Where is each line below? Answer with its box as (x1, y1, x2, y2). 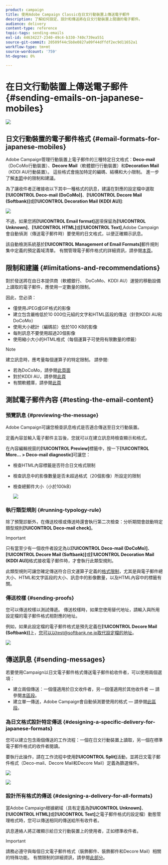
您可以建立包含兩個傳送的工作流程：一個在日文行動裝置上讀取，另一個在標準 (5, 737, 163, 743)
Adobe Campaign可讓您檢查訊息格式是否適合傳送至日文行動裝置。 (5, 424, 142, 430)
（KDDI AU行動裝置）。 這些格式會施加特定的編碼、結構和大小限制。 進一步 (5, 169, 159, 175)
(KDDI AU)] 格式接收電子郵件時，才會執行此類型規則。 (5, 557, 116, 564)
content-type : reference (5, 26, 57, 31)
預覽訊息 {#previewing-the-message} (5, 412, 99, 419)
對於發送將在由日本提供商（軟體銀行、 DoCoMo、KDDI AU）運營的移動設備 (5, 277, 161, 283)
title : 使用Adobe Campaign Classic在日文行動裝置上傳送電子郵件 (5, 12, 130, 17)
